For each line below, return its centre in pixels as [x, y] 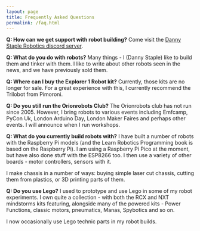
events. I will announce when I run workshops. [63, 125]
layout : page [22, 12]
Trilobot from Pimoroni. [35, 94]
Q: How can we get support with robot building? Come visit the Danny [94, 40]
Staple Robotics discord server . [45, 46]
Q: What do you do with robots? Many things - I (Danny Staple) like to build [99, 58]
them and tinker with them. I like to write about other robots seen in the [93, 64]
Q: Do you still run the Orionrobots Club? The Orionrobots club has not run [99, 106]
